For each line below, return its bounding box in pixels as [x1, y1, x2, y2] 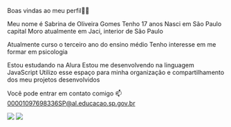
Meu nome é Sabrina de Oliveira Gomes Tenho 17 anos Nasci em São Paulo [7, 20, 222, 27]
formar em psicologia [7, 48, 68, 56]
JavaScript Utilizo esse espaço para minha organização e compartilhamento [7, 69, 225, 76]
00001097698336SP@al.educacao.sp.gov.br [7, 100, 136, 107]
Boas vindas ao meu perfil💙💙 [7, 7, 90, 14]
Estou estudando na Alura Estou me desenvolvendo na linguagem [7, 61, 195, 69]
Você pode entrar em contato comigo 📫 [7, 89, 122, 97]
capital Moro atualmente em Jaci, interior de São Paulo [7, 27, 164, 35]
